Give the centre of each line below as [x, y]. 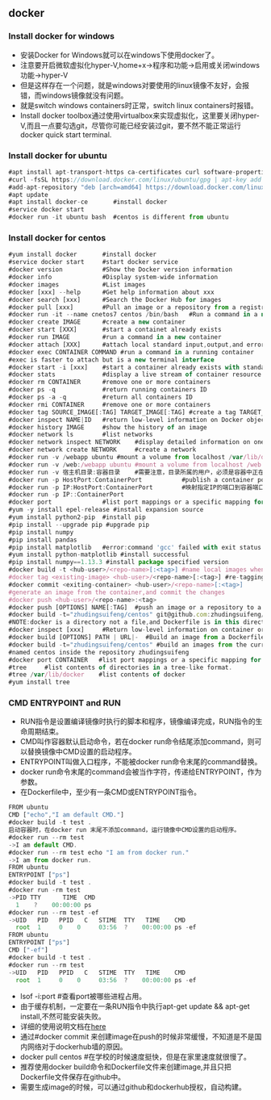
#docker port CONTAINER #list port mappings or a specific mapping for [135, 660]
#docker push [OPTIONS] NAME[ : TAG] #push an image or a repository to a [135, 607]
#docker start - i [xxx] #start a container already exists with [124, 367]
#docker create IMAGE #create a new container [97, 322]
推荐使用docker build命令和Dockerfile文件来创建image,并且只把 [125, 1067]
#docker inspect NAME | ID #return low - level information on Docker [126, 420]
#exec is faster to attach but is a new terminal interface [112, 360]
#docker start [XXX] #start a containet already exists [115, 330]
